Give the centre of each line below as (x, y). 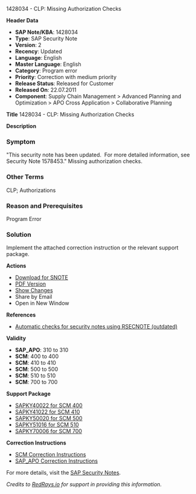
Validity (16, 338)
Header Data (22, 20)
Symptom (21, 141)
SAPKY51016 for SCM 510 (47, 425)
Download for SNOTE (41, 278)
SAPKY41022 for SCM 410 (47, 412)
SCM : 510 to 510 (35, 376)
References (21, 315)
